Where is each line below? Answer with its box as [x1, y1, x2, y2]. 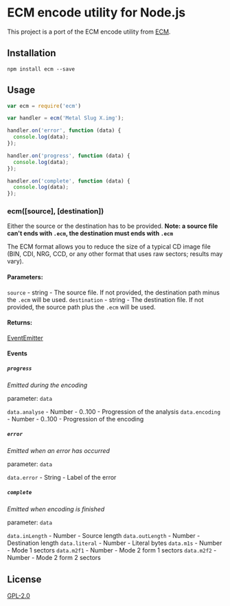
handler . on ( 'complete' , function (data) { [7, 177, 130, 185]
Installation [7, 47, 56, 59]
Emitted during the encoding [7, 381, 88, 389]
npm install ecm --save [7, 65, 76, 73]
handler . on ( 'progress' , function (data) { [7, 152, 130, 159]
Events [7, 349, 27, 358]
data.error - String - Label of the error [7, 474, 117, 482]
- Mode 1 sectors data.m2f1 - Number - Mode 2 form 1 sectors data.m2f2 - [7, 546, 217, 555]
